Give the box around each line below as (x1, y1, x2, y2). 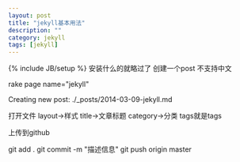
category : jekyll (8, 33, 66, 42)
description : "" (8, 26, 62, 34)
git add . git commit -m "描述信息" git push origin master (8, 145, 192, 154)
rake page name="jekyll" (8, 80, 90, 89)
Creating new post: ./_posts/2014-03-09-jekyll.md (8, 95, 173, 104)
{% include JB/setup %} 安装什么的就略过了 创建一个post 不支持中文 (8, 64, 232, 73)
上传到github (8, 128, 50, 138)
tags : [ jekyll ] (8, 41, 59, 49)
